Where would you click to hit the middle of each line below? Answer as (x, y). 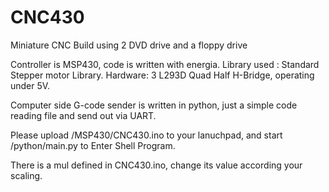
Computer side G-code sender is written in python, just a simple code (154, 105)
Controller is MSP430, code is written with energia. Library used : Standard (165, 64)
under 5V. (30, 85)
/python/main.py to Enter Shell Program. (93, 145)
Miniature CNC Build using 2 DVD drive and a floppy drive (129, 45)
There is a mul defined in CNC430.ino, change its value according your (156, 165)
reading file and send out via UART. (83, 115)
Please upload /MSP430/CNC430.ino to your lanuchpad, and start (146, 135)
